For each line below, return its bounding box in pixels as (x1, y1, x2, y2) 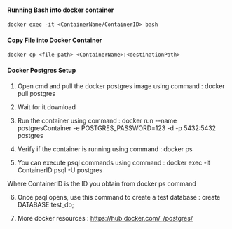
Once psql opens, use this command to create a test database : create (17, 193, 221, 201)
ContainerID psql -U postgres (17, 165, 103, 174)
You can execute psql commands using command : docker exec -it (17, 158, 210, 167)
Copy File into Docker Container (7, 36, 102, 44)
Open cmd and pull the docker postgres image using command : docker (17, 81, 226, 90)
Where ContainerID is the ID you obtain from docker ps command (7, 179, 196, 188)
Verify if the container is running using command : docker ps (17, 144, 193, 153)
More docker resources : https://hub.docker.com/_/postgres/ (17, 214, 193, 222)
